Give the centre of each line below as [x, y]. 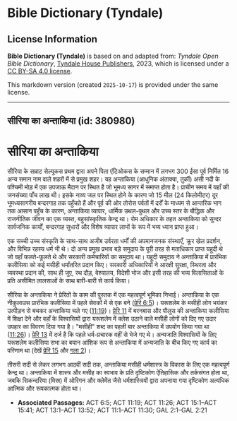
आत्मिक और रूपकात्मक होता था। [45, 389]
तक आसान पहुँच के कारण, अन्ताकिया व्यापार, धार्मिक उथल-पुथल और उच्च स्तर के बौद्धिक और [111, 211]
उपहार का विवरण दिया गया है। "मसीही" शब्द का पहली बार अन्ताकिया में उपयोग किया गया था [109, 327]
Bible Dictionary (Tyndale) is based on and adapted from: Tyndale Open [113, 56]
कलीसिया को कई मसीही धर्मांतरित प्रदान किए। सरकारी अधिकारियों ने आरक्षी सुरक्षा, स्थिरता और [112, 265]
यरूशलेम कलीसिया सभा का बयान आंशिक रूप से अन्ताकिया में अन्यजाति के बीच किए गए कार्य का [112, 343]
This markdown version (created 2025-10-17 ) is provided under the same [113, 85]
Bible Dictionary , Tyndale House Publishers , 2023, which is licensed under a [118, 64]
